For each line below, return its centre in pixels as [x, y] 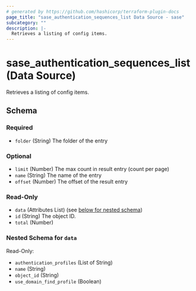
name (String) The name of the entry [58, 175]
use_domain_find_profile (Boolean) [58, 281]
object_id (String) [37, 275]
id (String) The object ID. [45, 216]
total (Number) [34, 223]
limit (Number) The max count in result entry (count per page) [92, 169]
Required [20, 128]
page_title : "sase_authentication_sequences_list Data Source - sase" [95, 17]
